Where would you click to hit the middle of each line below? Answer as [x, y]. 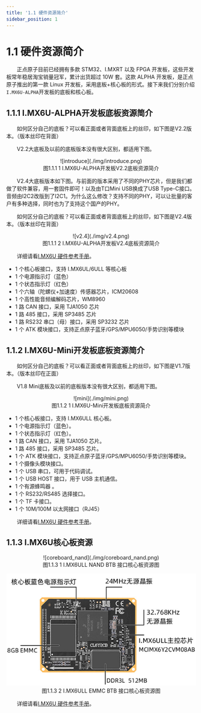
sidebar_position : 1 [32, 19]
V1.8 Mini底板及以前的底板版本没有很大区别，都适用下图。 [89, 386]
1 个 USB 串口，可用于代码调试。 [55, 472]
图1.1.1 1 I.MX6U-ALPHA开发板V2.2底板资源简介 [101, 168]
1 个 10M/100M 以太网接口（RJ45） [59, 509]
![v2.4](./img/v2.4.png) [101, 236]
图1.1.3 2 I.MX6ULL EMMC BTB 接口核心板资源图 [101, 691]
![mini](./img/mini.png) [101, 398]
